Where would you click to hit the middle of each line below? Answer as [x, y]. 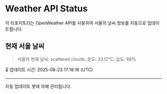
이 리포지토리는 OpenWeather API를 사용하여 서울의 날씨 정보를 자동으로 [76, 23]
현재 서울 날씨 [25, 46]
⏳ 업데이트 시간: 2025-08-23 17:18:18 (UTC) [49, 69]
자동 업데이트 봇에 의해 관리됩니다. [38, 86]
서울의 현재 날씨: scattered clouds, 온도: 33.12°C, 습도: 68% [77, 59]
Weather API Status [46, 9]
